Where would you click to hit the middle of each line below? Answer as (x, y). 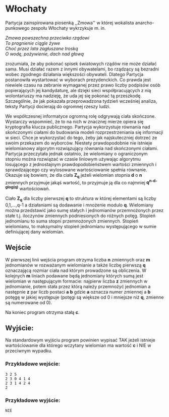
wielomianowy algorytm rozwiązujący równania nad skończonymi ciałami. (82, 148)
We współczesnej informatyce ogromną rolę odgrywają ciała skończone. (81, 116)
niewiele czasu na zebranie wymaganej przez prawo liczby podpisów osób (83, 85)
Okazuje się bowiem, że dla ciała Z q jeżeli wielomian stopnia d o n (74, 176)
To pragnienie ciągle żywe (33, 43)
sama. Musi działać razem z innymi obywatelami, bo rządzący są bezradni (82, 69)
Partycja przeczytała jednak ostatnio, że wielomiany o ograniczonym (76, 154)
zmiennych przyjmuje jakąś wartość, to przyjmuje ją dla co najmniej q (77, 182)
